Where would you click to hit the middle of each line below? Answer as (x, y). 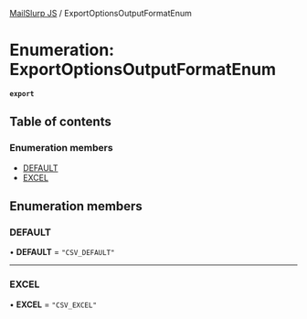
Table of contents (60, 122)
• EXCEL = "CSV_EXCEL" (53, 304)
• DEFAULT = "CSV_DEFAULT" (63, 252)
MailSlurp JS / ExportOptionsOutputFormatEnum (101, 13)
